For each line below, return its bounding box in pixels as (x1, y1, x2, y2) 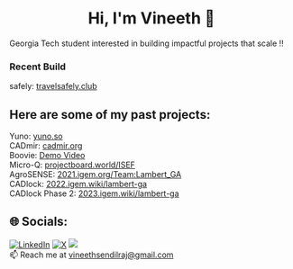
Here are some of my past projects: (9, 107, 211, 122)
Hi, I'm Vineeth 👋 (87, 8, 215, 29)
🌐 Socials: (9, 214, 69, 229)
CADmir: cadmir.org (9, 140, 83, 151)
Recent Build (9, 60, 66, 73)
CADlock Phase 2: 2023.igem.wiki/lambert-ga (9, 188, 179, 199)
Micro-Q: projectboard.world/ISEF (9, 159, 135, 170)
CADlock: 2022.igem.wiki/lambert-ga (9, 179, 147, 190)
